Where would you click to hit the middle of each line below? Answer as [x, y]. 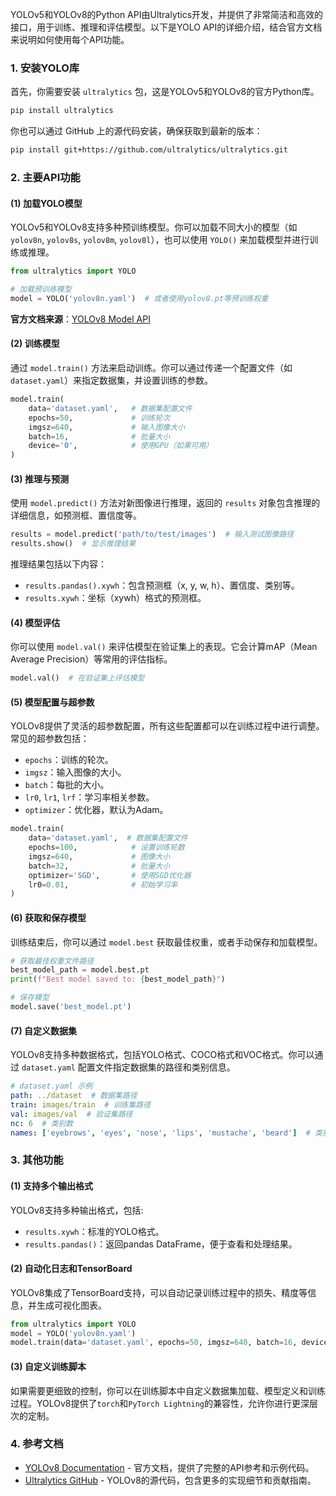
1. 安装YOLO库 [45, 68]
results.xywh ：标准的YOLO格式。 [94, 1231]
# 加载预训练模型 [41, 289]
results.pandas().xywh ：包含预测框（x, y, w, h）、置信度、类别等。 [162, 585]
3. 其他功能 [37, 1160]
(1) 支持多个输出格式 [51, 1185]
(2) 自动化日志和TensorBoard [71, 1269]
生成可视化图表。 [71, 1305]
